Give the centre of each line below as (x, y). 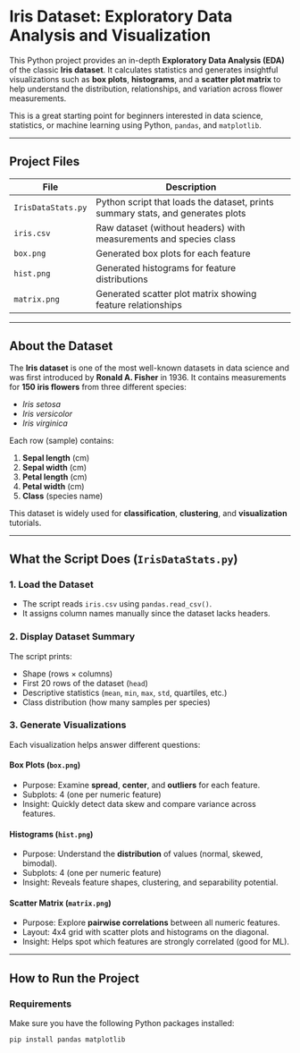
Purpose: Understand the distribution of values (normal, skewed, (142, 854)
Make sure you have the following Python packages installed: (122, 1023)
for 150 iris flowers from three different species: (98, 386)
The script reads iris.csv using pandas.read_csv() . (117, 604)
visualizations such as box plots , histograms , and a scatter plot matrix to (145, 79)
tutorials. (25, 522)
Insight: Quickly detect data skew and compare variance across (139, 804)
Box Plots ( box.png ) (45, 765)
